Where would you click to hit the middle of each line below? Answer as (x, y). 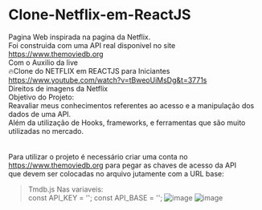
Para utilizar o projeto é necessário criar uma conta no (98, 156)
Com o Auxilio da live (43, 63)
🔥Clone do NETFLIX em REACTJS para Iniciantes (89, 71)
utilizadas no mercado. (46, 131)
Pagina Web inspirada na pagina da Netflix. (80, 37)
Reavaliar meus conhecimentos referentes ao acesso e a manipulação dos (131, 105)
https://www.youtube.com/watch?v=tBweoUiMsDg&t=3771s (108, 80)
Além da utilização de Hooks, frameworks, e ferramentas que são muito (127, 123)
